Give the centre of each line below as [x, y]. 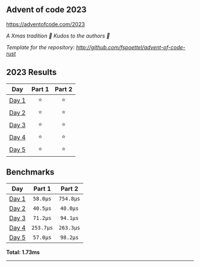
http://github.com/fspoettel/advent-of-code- [131, 47]
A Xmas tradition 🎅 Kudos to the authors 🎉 [58, 36]
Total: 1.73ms [23, 252]
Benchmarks [30, 172]
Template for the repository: [40, 47]
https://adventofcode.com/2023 [46, 24]
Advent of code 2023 [46, 10]
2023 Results [32, 72]
